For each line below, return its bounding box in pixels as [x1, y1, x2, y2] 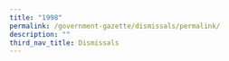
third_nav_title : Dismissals [9, 38, 119, 48]
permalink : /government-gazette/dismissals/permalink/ [9, 22, 221, 30]
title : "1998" [9, 13, 63, 22]
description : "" [9, 30, 71, 39]
